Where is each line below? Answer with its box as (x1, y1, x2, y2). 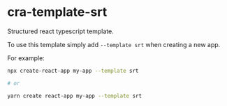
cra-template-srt (7, 4, 108, 20)
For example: (7, 53, 45, 62)
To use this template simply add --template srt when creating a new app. (7, 40, 221, 48)
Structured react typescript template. (7, 27, 114, 35)
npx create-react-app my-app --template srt (7, 67, 139, 74)
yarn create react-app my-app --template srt (7, 92, 142, 99)
